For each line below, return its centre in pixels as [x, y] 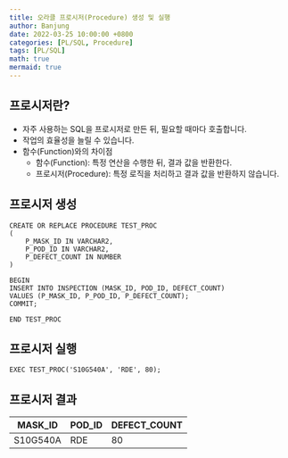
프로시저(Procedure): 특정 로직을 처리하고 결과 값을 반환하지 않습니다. [157, 173]
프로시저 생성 [43, 205]
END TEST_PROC [36, 319]
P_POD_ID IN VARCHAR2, [67, 249]
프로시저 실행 [43, 349]
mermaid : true [36, 68]
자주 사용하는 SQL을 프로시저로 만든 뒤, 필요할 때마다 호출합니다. [134, 129]
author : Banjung [39, 26]
